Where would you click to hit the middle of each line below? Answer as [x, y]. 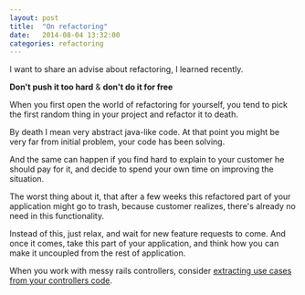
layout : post [34, 18]
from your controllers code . [61, 280]
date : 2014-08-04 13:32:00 [65, 35]
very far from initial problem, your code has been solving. [117, 142]
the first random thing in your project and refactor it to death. [124, 114]
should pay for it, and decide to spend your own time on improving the [142, 169]
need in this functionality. [57, 216]
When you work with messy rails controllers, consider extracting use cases [151, 271]
